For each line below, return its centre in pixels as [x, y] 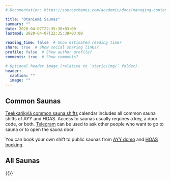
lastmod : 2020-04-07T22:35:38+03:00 [44, 34]
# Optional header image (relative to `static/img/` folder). [73, 66]
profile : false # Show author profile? [49, 52]
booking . [15, 145]
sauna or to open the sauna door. [40, 129]
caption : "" [23, 75]
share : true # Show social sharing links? [52, 47]
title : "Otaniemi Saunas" [33, 19]
